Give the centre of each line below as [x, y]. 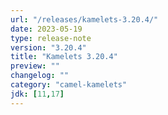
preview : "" [35, 66]
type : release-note [51, 38]
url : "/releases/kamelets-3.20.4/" [84, 19]
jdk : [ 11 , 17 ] [37, 94]
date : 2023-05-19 [46, 29]
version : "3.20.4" [48, 47]
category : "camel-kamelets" [69, 85]
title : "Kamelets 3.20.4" [64, 57]
